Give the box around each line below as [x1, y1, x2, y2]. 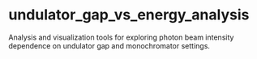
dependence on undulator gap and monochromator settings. [8, 40, 211, 50]
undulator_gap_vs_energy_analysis [8, 6, 250, 24]
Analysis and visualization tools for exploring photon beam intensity [8, 32, 234, 42]
